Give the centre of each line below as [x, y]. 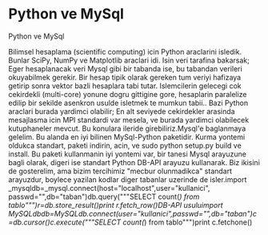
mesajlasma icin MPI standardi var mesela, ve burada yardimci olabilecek [129, 120]
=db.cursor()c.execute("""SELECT [65, 222]
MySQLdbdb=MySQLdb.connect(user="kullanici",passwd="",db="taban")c [133, 213]
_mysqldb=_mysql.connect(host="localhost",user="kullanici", [109, 188]
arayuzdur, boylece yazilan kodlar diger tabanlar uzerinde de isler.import [128, 179]
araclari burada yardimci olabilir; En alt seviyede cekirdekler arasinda [122, 111]
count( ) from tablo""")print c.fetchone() [188, 222]
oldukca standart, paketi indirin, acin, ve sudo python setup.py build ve [125, 145]
